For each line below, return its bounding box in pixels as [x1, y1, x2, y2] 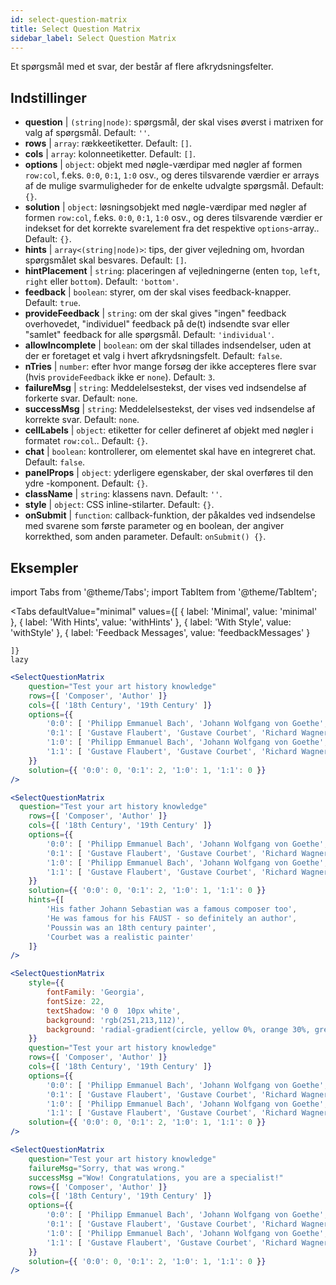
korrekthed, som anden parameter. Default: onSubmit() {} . [24, 531, 267, 543]
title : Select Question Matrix [10, 24, 141, 34]
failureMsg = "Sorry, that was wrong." [28, 1163, 186, 1173]
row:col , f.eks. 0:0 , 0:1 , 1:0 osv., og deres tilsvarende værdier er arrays [24, 169, 320, 181]
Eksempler [10, 559, 79, 576]
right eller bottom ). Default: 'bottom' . [24, 276, 179, 288]
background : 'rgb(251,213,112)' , [46, 1015, 186, 1025]
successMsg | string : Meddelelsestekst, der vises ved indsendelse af [24, 403, 316, 415]
